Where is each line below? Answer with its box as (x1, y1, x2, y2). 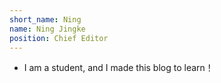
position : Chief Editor (9, 33, 109, 43)
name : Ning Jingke (9, 24, 86, 34)
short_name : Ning (9, 14, 82, 25)
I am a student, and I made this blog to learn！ (23, 62, 214, 74)
